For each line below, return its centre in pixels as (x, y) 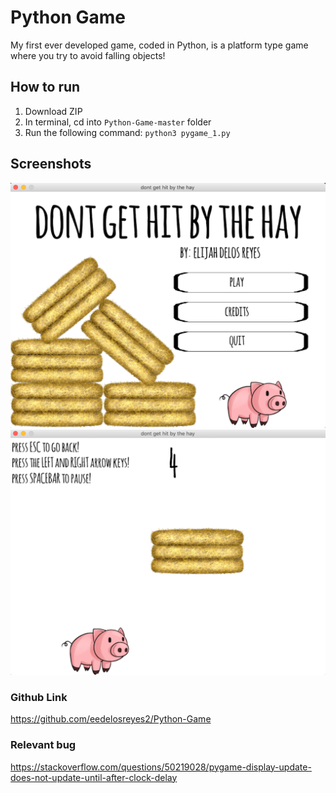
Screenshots (51, 164)
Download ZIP (53, 111)
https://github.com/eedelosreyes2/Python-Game (111, 719)
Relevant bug (43, 745)
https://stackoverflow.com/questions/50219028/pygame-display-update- (161, 767)
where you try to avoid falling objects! (88, 55)
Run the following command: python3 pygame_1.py (127, 132)
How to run (45, 87)
